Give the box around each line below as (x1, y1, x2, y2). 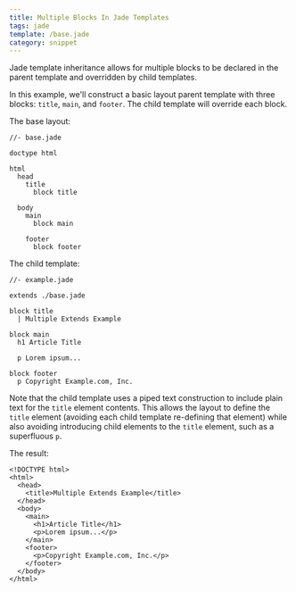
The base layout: (9, 116, 71, 127)
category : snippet (9, 38, 78, 47)
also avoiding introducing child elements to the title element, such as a (9, 421, 275, 432)
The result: (9, 448, 49, 459)
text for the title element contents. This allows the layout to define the (9, 403, 270, 413)
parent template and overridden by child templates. (9, 72, 198, 83)
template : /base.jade (9, 29, 90, 38)
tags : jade (9, 21, 50, 30)
